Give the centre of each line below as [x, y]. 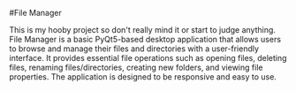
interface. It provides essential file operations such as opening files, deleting [148, 58]
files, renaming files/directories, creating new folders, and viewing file [136, 67]
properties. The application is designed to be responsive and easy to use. [143, 77]
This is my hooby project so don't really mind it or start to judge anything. [143, 30]
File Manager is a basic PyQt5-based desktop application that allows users [145, 39]
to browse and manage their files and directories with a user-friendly [134, 49]
